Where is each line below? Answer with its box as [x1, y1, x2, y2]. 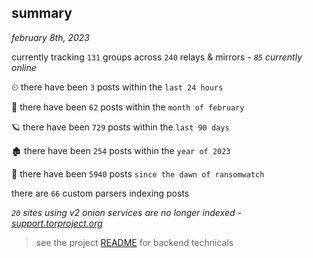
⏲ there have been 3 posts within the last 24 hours [11, 81, 224, 93]
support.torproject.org [11, 217, 103, 229]
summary [11, 5, 73, 22]
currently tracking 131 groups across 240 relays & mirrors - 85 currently [11, 51, 303, 63]
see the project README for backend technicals [35, 236, 234, 248]
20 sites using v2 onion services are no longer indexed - [11, 206, 242, 218]
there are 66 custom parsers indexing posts [11, 187, 190, 199]
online [11, 61, 37, 73]
